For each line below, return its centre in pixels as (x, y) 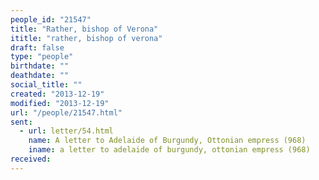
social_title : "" (46, 85)
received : (31, 159)
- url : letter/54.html (66, 131)
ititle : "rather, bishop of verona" (86, 38)
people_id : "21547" (51, 19)
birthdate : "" (40, 66)
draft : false (37, 47)
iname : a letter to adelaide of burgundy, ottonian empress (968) (169, 150)
